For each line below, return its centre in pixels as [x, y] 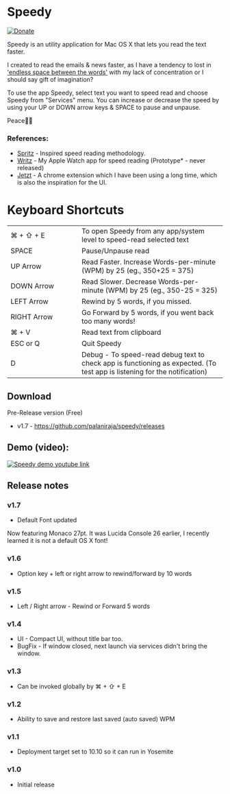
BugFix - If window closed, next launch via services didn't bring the [112, 646]
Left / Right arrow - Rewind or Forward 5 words [84, 606]
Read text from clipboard [122, 332]
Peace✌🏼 [20, 120]
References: [28, 138]
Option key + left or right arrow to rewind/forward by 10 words [104, 573]
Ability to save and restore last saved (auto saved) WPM [96, 719]
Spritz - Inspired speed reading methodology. [81, 153]
